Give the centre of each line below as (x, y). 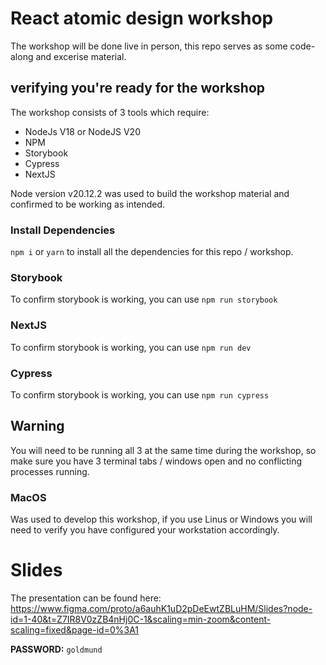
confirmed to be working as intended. (88, 204)
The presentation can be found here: (86, 598)
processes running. (50, 471)
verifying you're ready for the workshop (137, 88)
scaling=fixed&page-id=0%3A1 (75, 629)
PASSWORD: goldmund (56, 649)
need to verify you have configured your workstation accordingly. (145, 530)
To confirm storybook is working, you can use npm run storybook (144, 299)
